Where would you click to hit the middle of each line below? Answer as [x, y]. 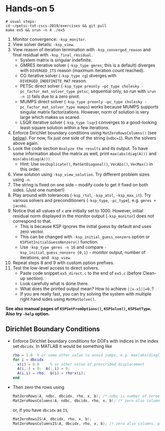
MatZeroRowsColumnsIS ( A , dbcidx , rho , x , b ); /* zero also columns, [84, 424]
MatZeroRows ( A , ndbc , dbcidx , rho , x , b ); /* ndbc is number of [80, 396]
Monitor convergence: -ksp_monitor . [49, 39]
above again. [26, 143]
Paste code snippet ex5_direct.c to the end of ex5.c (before [81, 273]
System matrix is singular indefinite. [56, 60]
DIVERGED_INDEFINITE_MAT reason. [53, 81]
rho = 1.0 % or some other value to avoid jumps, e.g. [71, 355]
